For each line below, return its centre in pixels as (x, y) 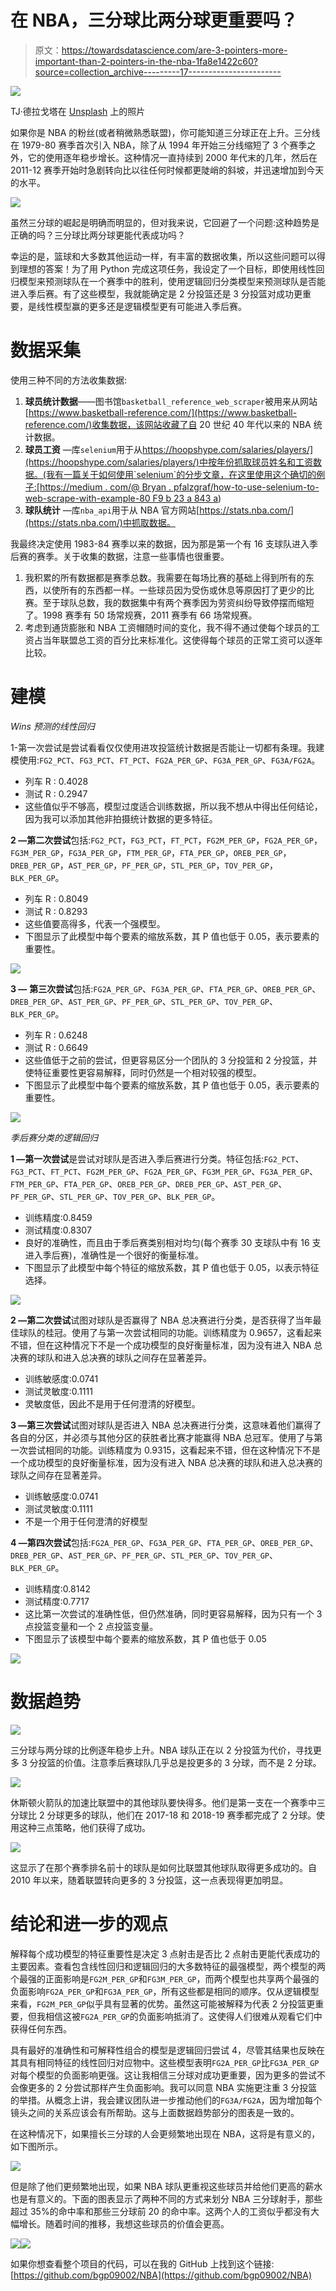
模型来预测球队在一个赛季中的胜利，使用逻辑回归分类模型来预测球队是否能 (172, 281)
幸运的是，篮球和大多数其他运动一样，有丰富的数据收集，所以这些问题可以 (163, 256)
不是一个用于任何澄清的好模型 (86, 1521)
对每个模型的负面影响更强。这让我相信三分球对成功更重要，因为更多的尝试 (163, 2075)
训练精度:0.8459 (58, 1217)
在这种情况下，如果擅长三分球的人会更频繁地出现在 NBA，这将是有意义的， (165, 2133)
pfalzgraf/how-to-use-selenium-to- (246, 487)
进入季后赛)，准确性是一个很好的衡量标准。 (114, 1255)
